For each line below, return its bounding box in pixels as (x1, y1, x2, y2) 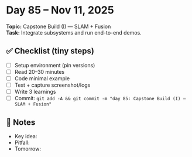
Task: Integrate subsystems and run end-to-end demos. (6, 29, 142, 36)
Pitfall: (14, 139, 30, 146)
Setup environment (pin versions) (14, 62, 95, 69)
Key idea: (14, 132, 37, 139)
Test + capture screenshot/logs (14, 81, 91, 88)
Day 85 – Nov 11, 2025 (6, 4, 114, 17)
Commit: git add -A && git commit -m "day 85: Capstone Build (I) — (14, 95, 186, 102)
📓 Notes (6, 117, 36, 127)
